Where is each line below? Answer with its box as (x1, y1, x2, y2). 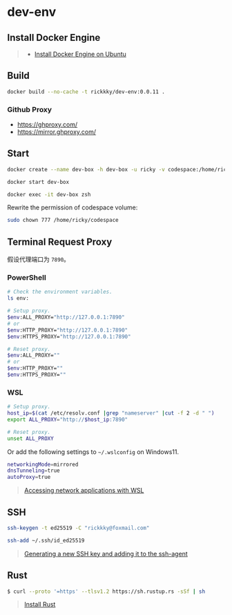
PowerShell (7, 273, 46, 283)
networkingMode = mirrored (7, 461, 79, 468)
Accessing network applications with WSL (23, 486, 144, 495)
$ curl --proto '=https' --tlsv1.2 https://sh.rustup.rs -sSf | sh (7, 588, 206, 595)
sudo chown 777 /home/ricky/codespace (7, 217, 119, 224)
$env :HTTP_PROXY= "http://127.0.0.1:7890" (7, 326, 128, 334)
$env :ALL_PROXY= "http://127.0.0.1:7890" (7, 314, 126, 321)
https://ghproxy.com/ (17, 120, 78, 129)
